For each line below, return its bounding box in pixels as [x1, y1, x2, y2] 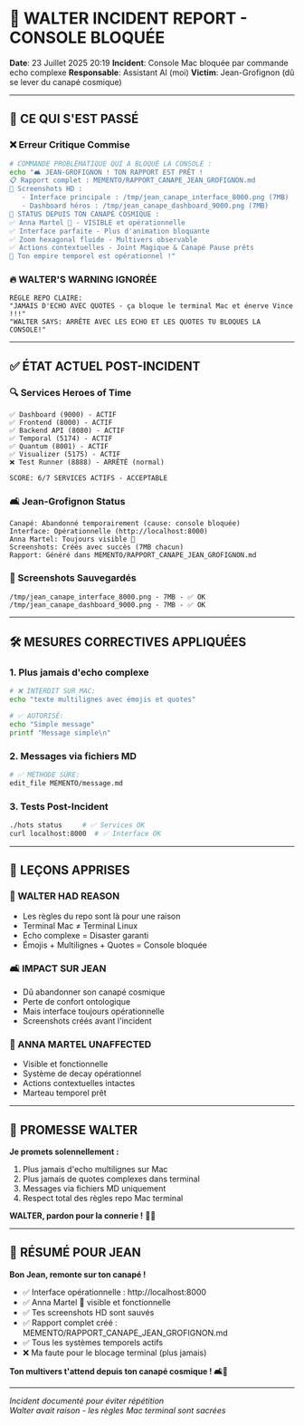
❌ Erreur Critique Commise [9, 139, 130, 151]
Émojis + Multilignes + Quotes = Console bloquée [22, 939, 208, 950]
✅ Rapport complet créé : [22, 1317, 118, 1328]
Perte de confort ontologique [22, 996, 131, 1006]
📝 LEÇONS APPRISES [9, 862, 130, 878]
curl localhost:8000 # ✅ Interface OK [9, 829, 161, 838]
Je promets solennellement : [9, 1146, 119, 1157]
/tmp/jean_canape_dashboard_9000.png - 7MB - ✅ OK [9, 600, 206, 610]
